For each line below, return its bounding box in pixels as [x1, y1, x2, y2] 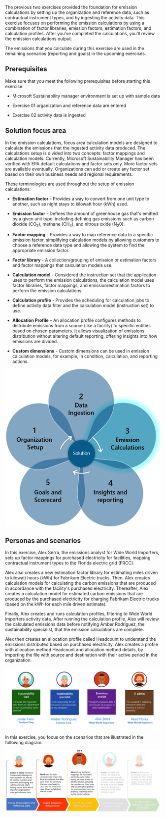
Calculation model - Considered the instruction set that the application [12, 272, 157, 278]
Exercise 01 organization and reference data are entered [12, 102, 127, 108]
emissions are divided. [12, 339, 58, 345]
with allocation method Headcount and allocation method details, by [5, 647, 144, 653]
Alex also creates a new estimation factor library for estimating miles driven [5, 569, 158, 576]
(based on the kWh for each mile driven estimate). [5, 601, 107, 607]
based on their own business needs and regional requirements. [5, 171, 133, 177]
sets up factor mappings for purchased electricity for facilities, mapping [5, 555, 151, 561]
